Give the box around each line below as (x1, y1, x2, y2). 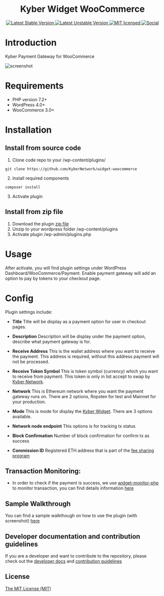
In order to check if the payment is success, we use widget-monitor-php (12, 480, 159, 486)
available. (12, 413, 32, 419)
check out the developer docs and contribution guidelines (5, 558, 122, 564)
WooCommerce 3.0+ (12, 107, 55, 113)
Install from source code (5, 144, 82, 152)
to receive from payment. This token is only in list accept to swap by (12, 373, 151, 379)
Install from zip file (5, 208, 63, 216)
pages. (12, 324, 27, 330)
